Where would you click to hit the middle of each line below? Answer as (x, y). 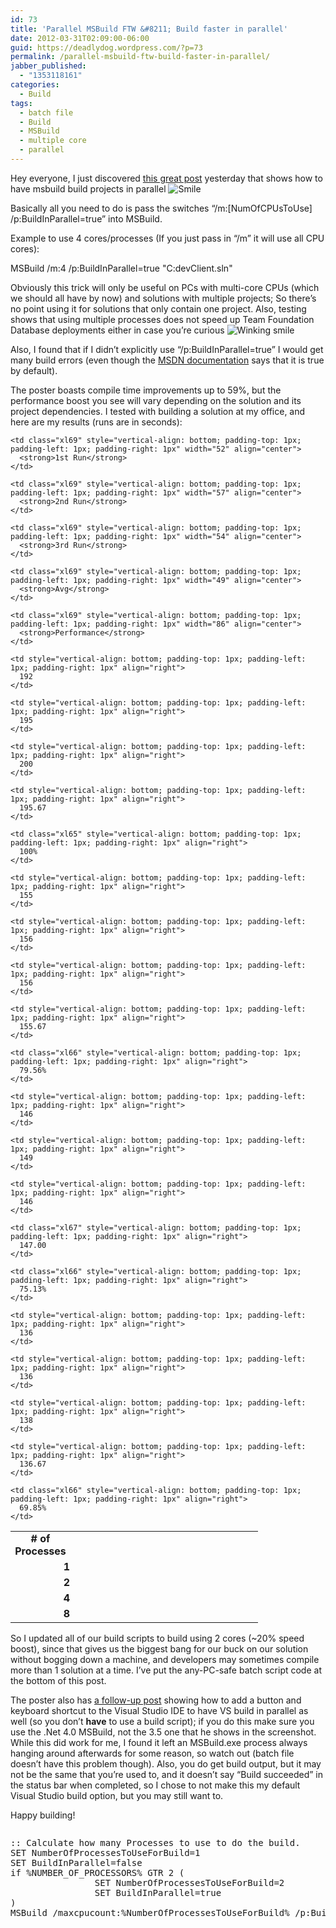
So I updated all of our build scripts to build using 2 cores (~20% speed (157, 1638)
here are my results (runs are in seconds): (96, 422)
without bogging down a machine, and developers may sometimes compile (165, 1659)
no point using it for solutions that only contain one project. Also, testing (158, 308)
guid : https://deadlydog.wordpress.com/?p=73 (106, 47)
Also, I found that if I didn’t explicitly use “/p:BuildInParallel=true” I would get (167, 349)
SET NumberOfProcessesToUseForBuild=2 (189, 1882)
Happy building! (43, 1815)
